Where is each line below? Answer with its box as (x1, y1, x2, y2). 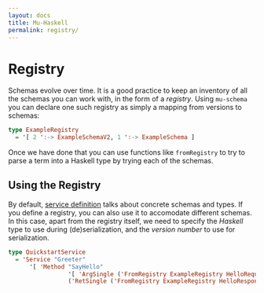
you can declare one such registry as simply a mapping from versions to (8, 103, 242, 112)
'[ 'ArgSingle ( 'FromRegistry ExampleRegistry (68, 270, 223, 278)
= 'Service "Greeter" (15, 255, 86, 263)
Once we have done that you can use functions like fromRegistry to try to (8, 148, 246, 157)
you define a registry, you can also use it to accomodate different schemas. (8, 207, 253, 217)
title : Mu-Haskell (8, 19, 68, 27)
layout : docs (8, 11, 51, 20)
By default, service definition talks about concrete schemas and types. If (8, 200, 244, 209)
